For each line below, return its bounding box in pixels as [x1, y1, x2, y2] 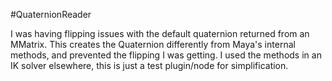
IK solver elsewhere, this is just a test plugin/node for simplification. [10, 60, 289, 71]
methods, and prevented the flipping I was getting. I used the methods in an [10, 49, 322, 61]
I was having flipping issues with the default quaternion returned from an [10, 28, 310, 39]
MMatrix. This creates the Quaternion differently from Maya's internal [10, 39, 296, 50]
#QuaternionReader [10, 9, 92, 20]
